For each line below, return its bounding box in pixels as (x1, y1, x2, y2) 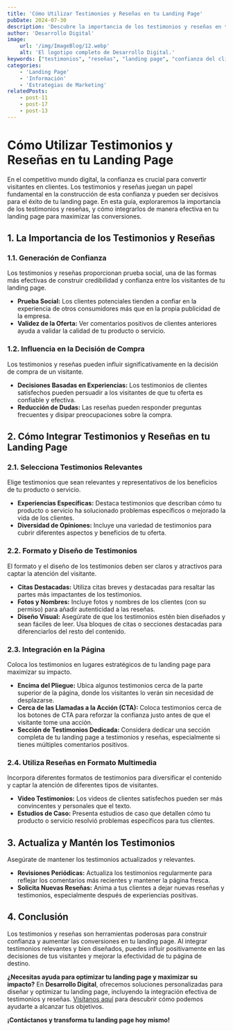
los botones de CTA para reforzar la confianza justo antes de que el (17, 711, 211, 719)
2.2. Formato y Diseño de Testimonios (7, 546, 137, 556)
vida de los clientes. (17, 514, 75, 522)
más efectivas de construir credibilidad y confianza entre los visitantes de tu (7, 276, 225, 285)
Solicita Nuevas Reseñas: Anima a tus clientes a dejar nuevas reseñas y (17, 883, 225, 892)
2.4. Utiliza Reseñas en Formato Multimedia (7, 757, 157, 767)
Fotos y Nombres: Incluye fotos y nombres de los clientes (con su (17, 597, 207, 606)
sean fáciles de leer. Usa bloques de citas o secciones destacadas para (17, 620, 223, 628)
